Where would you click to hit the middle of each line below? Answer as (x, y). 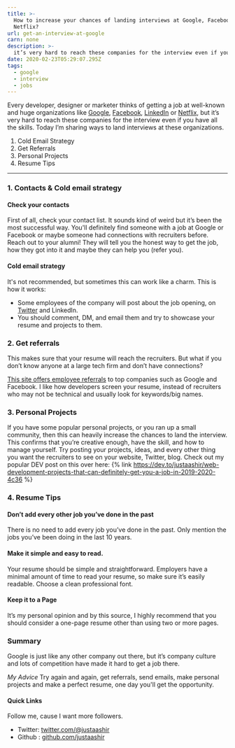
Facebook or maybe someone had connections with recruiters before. (108, 235)
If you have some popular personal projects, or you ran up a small (102, 428)
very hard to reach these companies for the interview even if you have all (113, 120)
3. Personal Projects (42, 412)
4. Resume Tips (34, 498)
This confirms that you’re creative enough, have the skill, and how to (106, 442)
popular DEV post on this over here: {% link (70, 465)
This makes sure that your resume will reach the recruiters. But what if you (114, 358)
